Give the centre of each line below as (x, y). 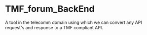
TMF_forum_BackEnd (50, 9)
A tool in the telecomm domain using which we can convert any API (73, 22)
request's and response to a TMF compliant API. (54, 27)
